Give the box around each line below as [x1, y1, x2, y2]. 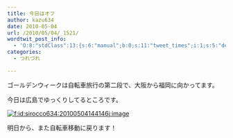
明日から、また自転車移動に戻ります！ [7, 124, 116, 132]
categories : [7, 49, 42, 56]
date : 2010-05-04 [7, 23, 58, 30]
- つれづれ [13, 55, 40, 62]
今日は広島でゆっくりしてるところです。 [7, 95, 123, 103]
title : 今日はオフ [7, 10, 55, 17]
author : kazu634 [7, 17, 54, 23]
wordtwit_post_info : [7, 36, 67, 43]
